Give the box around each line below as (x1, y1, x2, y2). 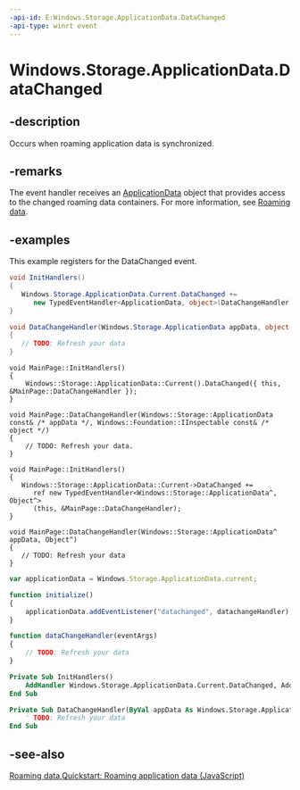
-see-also (9, 746, 65, 761)
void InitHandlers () (9, 273, 87, 282)
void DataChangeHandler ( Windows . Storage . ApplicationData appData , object (9, 322, 290, 331)
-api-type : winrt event (9, 21, 98, 30)
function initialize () (9, 590, 94, 599)
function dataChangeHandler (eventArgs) (9, 631, 158, 641)
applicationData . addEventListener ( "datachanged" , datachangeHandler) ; (25, 607, 294, 616)
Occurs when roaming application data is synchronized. (9, 137, 214, 148)
